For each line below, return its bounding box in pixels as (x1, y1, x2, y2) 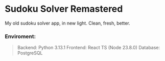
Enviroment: (5, 33, 36, 40)
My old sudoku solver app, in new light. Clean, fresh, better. (5, 20, 131, 26)
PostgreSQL (17, 50, 43, 56)
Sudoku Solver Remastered (5, 3, 123, 15)
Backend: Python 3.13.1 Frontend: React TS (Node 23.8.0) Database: (17, 45, 160, 51)
